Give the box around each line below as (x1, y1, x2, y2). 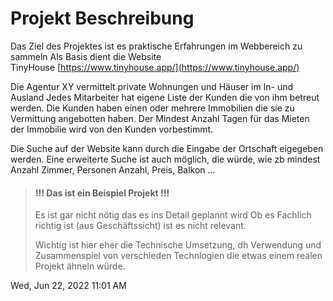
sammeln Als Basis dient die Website (10, 50, 162, 62)
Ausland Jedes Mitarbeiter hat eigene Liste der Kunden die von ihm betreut (10, 91, 320, 103)
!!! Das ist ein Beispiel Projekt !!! (34, 187, 170, 199)
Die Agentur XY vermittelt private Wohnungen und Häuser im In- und (10, 80, 294, 92)
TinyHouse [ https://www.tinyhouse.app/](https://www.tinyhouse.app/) (10, 61, 300, 73)
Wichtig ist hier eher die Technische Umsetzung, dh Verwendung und (34, 239, 322, 251)
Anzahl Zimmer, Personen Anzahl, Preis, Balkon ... (10, 163, 216, 176)
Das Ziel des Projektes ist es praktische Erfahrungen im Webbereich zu (10, 40, 303, 52)
